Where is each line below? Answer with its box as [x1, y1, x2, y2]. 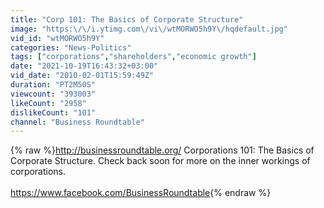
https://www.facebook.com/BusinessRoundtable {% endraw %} [10, 187, 272, 199]
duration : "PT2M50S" [10, 80, 97, 90]
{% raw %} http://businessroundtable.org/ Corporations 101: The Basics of [10, 144, 315, 156]
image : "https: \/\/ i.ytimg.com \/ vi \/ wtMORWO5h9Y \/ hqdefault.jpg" [10, 24, 288, 34]
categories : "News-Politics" [10, 42, 132, 53]
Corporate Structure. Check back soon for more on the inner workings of [10, 155, 311, 167]
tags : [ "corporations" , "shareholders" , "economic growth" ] [10, 52, 257, 62]
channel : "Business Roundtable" [10, 117, 145, 127]
